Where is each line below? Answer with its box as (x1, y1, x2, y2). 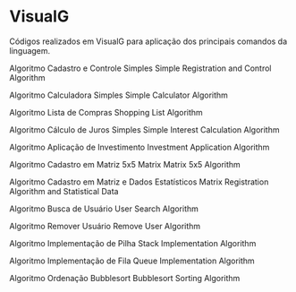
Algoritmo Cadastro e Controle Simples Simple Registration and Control (9, 63, 272, 73)
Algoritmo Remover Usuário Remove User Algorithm (9, 220, 201, 231)
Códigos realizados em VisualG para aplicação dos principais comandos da (9, 36, 288, 47)
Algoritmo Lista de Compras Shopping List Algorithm (9, 107, 203, 117)
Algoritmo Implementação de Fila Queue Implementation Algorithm (9, 255, 255, 266)
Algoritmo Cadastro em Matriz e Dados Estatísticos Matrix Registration (9, 176, 269, 187)
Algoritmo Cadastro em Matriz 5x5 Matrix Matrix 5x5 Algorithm (9, 159, 241, 169)
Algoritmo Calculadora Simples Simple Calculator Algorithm (9, 90, 228, 100)
